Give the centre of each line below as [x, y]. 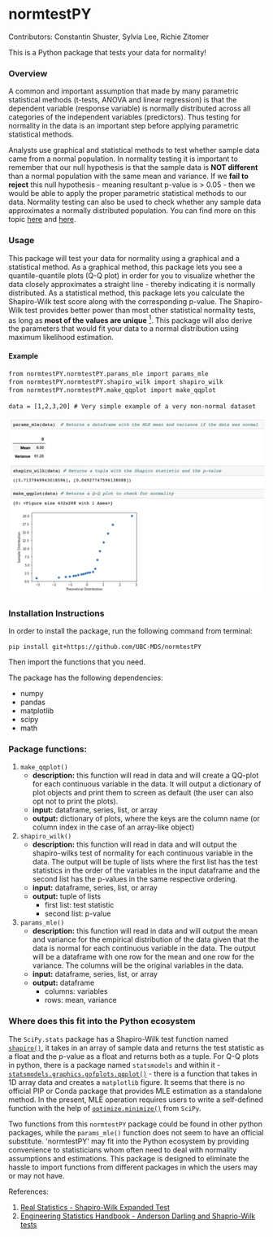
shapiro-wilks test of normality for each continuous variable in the [143, 853]
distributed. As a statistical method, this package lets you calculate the [127, 293]
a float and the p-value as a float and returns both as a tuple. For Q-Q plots [134, 1056]
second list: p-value [78, 914]
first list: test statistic [79, 905]
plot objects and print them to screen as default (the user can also [143, 793]
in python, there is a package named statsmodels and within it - [115, 1065]
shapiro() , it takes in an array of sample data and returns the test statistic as [136, 1048]
